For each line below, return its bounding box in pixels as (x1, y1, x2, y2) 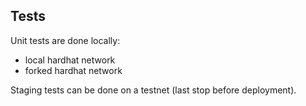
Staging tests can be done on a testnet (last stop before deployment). (10, 84, 297, 96)
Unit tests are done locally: (10, 34, 121, 46)
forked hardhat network (24, 64, 123, 76)
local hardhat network (24, 54, 116, 66)
